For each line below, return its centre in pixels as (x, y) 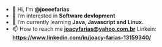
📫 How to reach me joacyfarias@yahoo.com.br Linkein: (84, 29)
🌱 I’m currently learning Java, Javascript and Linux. (78, 22)
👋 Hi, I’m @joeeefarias (41, 9)
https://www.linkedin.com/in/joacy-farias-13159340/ (82, 37)
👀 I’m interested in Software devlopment (64, 16)
